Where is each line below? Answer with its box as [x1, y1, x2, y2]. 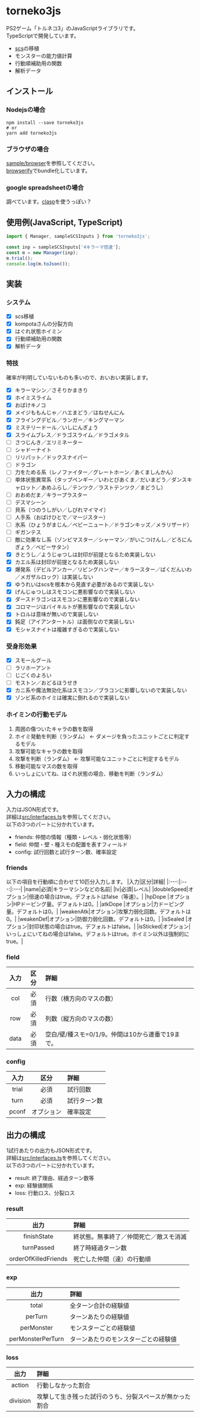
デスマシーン [14, 499, 46, 506]
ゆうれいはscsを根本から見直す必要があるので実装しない [14, 581, 154, 588]
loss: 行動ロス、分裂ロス [14, 1190, 76, 1197]
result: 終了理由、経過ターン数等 [14, 1175, 95, 1182]
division [9, 1397, 31, 1405]
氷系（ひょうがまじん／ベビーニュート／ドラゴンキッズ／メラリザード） [14, 521, 192, 528]
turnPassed [22, 1243, 55, 1252]
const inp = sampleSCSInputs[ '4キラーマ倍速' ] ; [6, 244, 121, 250]
